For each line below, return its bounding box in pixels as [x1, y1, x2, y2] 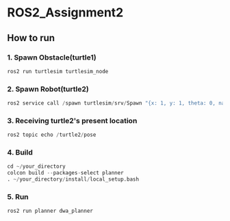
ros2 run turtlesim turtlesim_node [7, 68, 109, 75]
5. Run [7, 192, 29, 201]
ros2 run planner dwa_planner [7, 207, 94, 215]
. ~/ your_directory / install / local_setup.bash [7, 176, 139, 183]
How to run [7, 32, 55, 44]
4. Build [7, 148, 33, 157]
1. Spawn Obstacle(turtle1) [7, 53, 97, 62]
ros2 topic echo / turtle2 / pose [7, 131, 97, 138]
